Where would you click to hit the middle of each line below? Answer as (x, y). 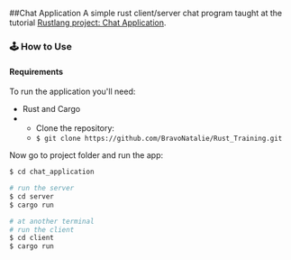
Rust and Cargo (51, 109)
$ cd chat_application (52, 172)
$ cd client (32, 238)
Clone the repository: (75, 128)
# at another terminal (52, 221)
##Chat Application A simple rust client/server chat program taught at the (145, 13)
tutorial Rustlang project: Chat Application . (88, 23)
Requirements (36, 71)
